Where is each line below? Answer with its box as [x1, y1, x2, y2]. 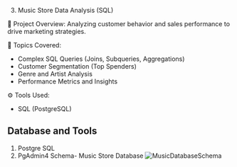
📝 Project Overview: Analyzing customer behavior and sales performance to [7, 20, 230, 28]
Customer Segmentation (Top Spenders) [17, 62, 137, 70]
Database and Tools [7, 125, 98, 137]
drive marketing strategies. [7, 28, 87, 35]
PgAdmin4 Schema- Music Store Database [17, 151, 144, 160]
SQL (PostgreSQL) [17, 105, 73, 113]
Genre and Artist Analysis [17, 70, 93, 78]
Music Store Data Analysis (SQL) [17, 6, 114, 14]
